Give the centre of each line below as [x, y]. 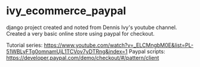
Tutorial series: [24, 45]
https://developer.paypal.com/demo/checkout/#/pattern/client [83, 58]
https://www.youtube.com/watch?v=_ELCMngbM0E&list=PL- [119, 45]
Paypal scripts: [147, 51]
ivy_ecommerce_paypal [66, 11]
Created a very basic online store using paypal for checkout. [81, 33]
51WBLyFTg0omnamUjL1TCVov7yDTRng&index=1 [67, 51]
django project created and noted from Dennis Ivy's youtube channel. [92, 27]
